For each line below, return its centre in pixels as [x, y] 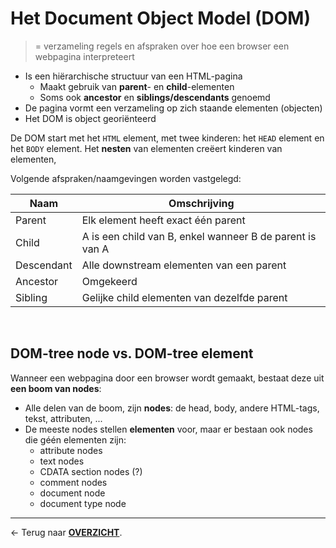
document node [72, 493]
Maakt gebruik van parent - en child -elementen [137, 86]
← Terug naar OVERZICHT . [66, 532]
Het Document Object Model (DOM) [160, 18]
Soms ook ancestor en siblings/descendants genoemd [155, 97]
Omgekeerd [109, 281]
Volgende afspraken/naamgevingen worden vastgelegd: [126, 178]
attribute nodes [71, 450]
